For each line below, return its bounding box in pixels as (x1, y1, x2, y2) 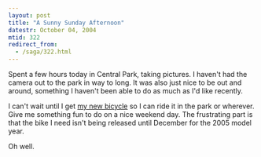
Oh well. (8, 142, 35, 151)
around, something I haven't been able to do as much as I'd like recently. (8, 86, 244, 95)
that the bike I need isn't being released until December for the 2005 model (8, 119, 252, 127)
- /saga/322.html (15, 48, 72, 56)
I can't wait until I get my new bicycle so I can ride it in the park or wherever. (8, 101, 255, 111)
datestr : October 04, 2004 (8, 26, 97, 34)
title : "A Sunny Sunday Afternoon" (8, 19, 125, 27)
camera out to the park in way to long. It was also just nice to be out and (8, 78, 242, 87)
